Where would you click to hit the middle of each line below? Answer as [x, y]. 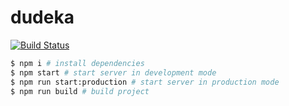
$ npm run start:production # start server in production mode [145, 82]
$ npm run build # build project [80, 91]
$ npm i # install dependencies [77, 63]
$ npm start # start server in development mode [113, 72]
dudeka [42, 17]
